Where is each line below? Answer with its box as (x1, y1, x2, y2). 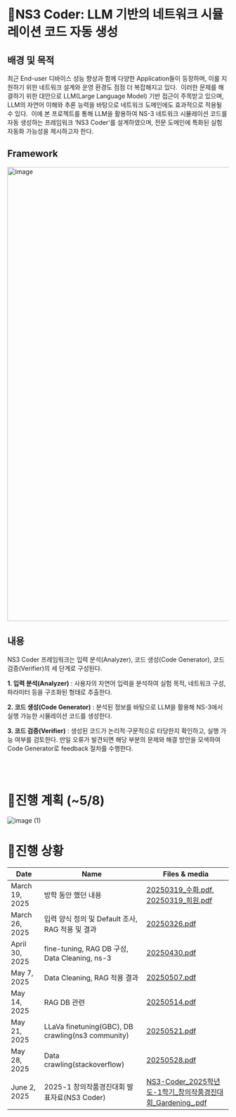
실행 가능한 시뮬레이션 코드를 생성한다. (7, 712, 112, 720)
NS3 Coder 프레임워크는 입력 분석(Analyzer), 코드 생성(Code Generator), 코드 (7, 655, 225, 664)
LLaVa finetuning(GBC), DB (44, 1021, 133, 1031)
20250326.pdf (146, 919, 197, 928)
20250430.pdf (146, 947, 197, 957)
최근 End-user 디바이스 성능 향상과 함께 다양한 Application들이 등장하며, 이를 (7, 75, 220, 82)
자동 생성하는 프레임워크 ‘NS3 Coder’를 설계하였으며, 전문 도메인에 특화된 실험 (7, 118, 223, 127)
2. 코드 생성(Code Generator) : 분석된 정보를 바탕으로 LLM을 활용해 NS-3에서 (7, 702, 223, 711)
